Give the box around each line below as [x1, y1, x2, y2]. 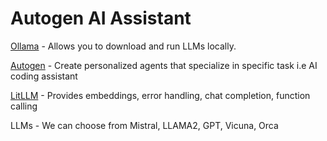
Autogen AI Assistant [10, 7, 192, 30]
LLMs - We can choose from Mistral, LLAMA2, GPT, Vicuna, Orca [10, 119, 279, 131]
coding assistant [10, 70, 78, 82]
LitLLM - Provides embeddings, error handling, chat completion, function [10, 89, 311, 101]
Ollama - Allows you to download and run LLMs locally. [10, 40, 237, 52]
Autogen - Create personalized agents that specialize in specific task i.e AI [10, 59, 318, 71]
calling [10, 100, 38, 112]
